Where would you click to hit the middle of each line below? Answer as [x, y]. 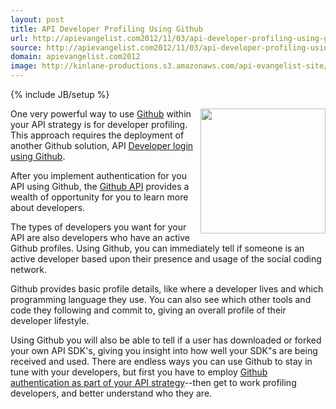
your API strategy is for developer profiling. [99, 124]
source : [26, 47]
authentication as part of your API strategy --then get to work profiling [153, 382]
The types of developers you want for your [98, 227]
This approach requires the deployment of [97, 135]
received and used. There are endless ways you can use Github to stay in [161, 361]
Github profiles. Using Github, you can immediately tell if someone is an [157, 248]
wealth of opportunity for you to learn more [99, 197]
